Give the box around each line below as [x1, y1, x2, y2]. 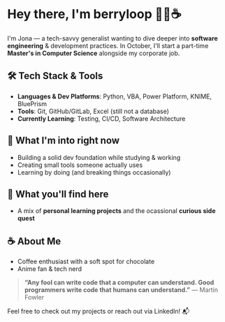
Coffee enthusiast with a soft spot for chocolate [17, 257, 155, 266]
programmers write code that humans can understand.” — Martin [24, 286, 219, 294]
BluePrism [17, 99, 48, 108]
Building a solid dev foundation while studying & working [17, 153, 181, 161]
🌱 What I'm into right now [7, 135, 120, 147]
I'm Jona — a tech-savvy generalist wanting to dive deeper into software [7, 34, 218, 43]
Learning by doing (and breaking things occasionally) [17, 168, 171, 176]
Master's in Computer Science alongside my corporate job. [7, 49, 180, 57]
